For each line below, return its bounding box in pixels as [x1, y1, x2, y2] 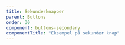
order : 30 [6, 19, 31, 25]
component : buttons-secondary [6, 25, 81, 31]
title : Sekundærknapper [6, 8, 65, 15]
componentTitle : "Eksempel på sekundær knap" [6, 30, 120, 36]
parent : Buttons [6, 14, 46, 20]
